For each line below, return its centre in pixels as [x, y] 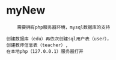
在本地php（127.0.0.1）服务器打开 [45, 51]
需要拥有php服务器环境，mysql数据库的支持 [64, 27]
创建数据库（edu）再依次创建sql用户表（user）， [59, 39]
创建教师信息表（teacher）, [37, 45]
